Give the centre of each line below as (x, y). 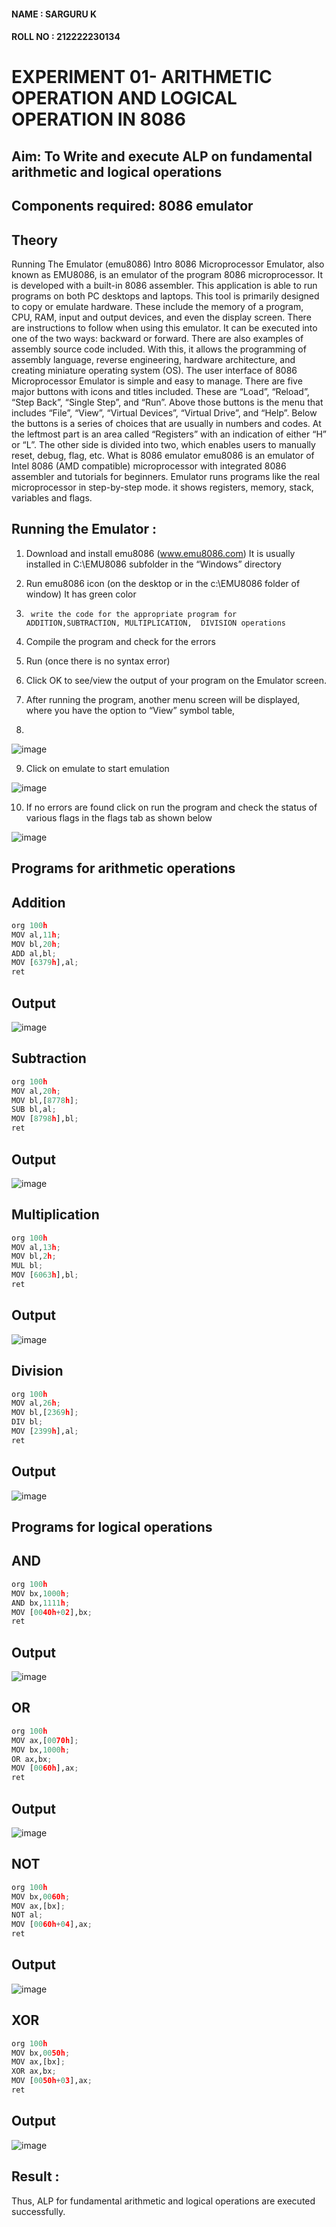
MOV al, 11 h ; (36, 935)
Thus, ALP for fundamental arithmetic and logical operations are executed (163, 2201)
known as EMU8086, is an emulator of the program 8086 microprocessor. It (167, 274)
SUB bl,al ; (34, 1110)
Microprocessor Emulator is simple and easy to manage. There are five (157, 381)
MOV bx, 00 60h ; (41, 1896)
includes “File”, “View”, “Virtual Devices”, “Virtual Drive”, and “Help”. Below (164, 412)
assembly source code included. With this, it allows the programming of (159, 349)
